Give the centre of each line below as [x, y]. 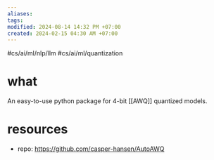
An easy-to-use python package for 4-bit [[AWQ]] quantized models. [107, 101]
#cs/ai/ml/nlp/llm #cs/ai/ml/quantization [65, 53]
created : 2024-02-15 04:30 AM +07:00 [63, 33]
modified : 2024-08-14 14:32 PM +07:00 [64, 27]
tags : [15, 20]
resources [38, 129]
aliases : [20, 14]
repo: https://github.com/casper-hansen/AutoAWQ [91, 149]
